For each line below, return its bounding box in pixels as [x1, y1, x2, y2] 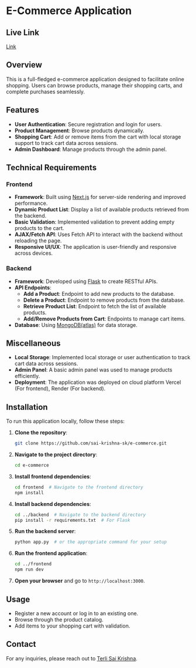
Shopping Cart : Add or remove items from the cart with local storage [14, 133, 181, 140]
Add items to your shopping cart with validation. [14, 622, 130, 629]
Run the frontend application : [14, 550, 88, 557]
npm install [14, 490, 44, 495]
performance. [14, 200, 48, 207]
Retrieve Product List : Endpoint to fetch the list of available [23, 302, 167, 309]
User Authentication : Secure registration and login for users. [14, 120, 162, 127]
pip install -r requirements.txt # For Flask [14, 517, 130, 523]
